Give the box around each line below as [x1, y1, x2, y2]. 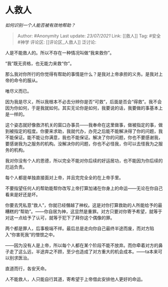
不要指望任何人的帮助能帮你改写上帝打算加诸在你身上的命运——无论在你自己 [5, 185, 163, 191]
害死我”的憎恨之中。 [15, 231, 57, 237]
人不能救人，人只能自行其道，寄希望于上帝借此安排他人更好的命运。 [5, 276, 145, 282]
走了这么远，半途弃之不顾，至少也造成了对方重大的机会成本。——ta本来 [9, 248, 158, 254]
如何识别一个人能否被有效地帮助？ [5, 22, 75, 28]
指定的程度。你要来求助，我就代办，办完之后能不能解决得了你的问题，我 [13, 128, 163, 134]
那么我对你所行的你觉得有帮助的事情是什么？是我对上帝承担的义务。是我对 [5, 71, 158, 77]
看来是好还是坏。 [5, 191, 40, 197]
